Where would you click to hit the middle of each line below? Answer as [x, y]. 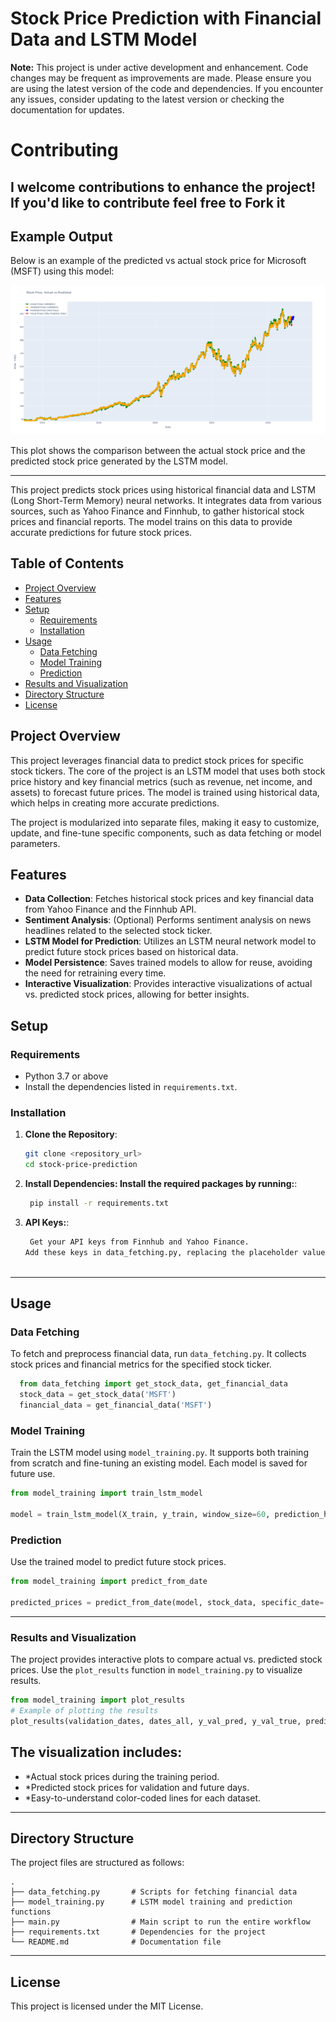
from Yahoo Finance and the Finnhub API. [110, 909]
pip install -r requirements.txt [99, 1203]
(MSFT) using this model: [62, 271]
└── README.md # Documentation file [116, 1942]
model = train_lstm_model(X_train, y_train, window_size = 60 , [140, 1515]
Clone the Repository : [71, 1134]
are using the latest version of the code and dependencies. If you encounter [167, 88]
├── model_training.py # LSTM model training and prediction [151, 1902]
